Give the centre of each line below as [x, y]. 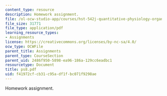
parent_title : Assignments [33, 51]
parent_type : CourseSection [34, 56]
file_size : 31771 [23, 24]
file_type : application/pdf [34, 28]
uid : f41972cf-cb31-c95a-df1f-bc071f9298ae [51, 74]
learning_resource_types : [32, 33]
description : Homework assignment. [42, 14]
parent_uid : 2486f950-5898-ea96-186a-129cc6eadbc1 [59, 60]
